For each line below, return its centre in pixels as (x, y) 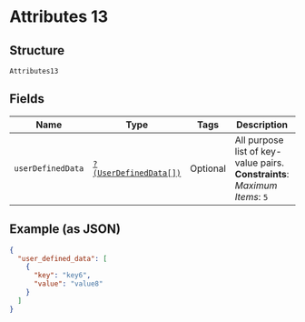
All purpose (259, 140)
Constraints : (262, 174)
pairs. (272, 163)
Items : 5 (251, 196)
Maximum (256, 186)
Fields (27, 99)
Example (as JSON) (65, 229)
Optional (208, 168)
